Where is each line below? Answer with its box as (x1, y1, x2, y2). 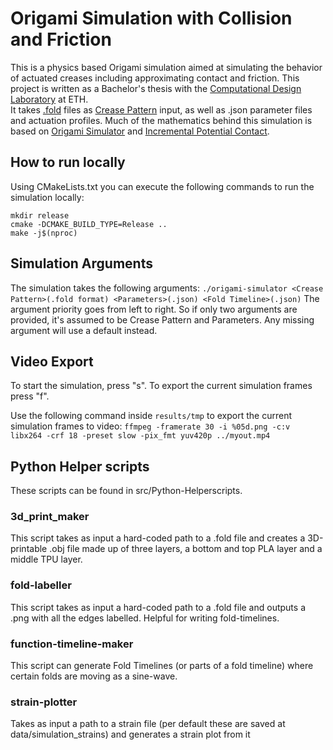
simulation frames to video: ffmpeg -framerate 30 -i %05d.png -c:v (10, 420, 291, 432)
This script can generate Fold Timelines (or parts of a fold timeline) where (10, 660, 314, 672)
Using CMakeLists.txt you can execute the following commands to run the (10, 180, 315, 192)
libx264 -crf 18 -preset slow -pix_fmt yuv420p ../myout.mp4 (10, 431, 271, 441)
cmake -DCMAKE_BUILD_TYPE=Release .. (10, 219, 168, 229)
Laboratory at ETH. (10, 93, 89, 105)
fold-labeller (10, 578, 72, 592)
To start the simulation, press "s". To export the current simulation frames (10, 380, 313, 392)
